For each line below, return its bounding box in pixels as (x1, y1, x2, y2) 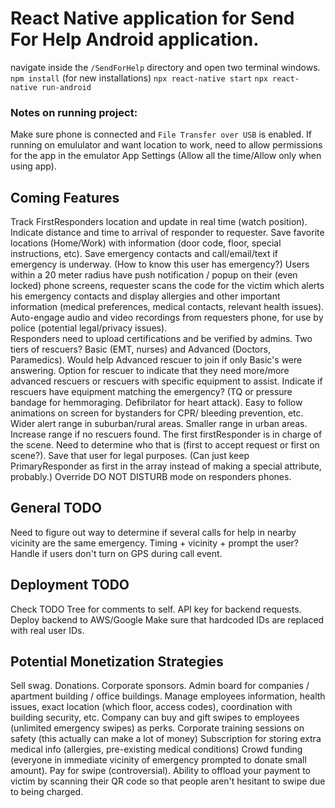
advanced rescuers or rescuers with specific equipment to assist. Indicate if (10, 375, 323, 387)
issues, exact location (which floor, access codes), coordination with (10, 701, 293, 713)
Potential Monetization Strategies (10, 653, 224, 671)
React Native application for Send (10, 7, 295, 30)
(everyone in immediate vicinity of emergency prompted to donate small (10, 754, 307, 766)
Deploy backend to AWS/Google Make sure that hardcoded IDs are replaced (10, 613, 325, 626)
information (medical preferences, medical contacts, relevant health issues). (10, 301, 325, 313)
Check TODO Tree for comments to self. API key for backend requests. (10, 603, 302, 615)
